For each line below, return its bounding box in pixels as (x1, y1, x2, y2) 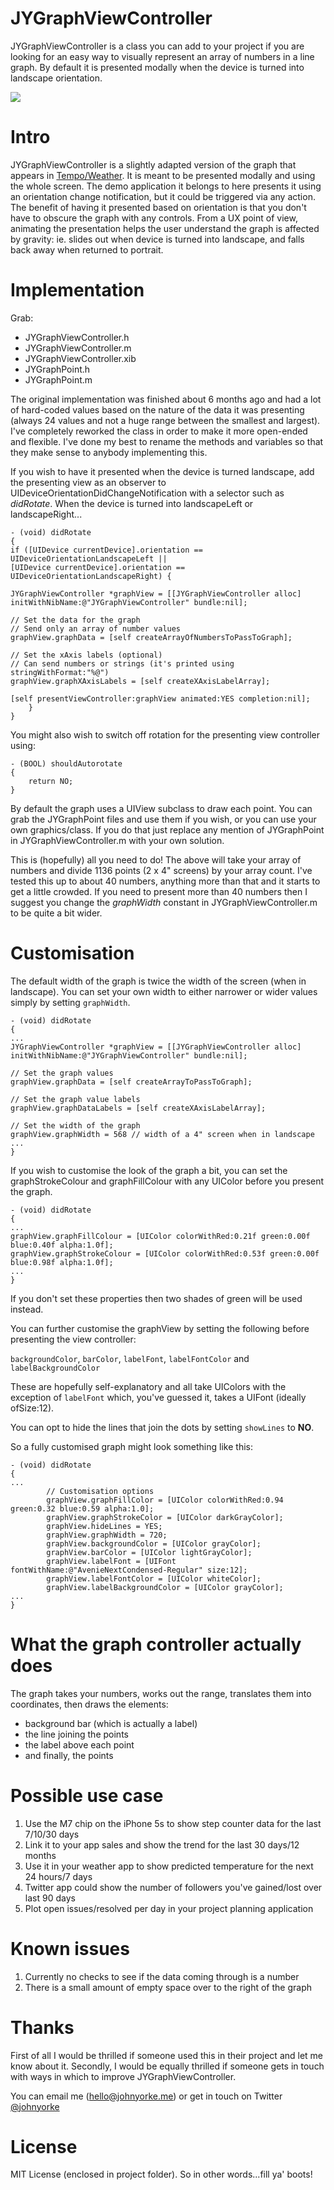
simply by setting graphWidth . (10, 996, 131, 1008)
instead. (10, 1303, 44, 1315)
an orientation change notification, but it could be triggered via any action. (10, 190, 316, 202)
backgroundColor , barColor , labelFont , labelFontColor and (10, 1352, 250, 1364)
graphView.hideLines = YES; (46, 1521, 163, 1531)
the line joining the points (24, 1728, 129, 1740)
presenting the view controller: (10, 1333, 137, 1345)
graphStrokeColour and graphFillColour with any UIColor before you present (10, 1175, 325, 1187)
